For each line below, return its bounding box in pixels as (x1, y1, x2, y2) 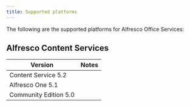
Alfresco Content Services (6, 43, 109, 53)
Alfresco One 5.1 (9, 81, 58, 89)
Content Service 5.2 (9, 71, 67, 79)
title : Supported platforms (6, 8, 78, 15)
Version (30, 61, 53, 70)
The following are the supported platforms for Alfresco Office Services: (6, 25, 185, 33)
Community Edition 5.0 (9, 91, 75, 99)
